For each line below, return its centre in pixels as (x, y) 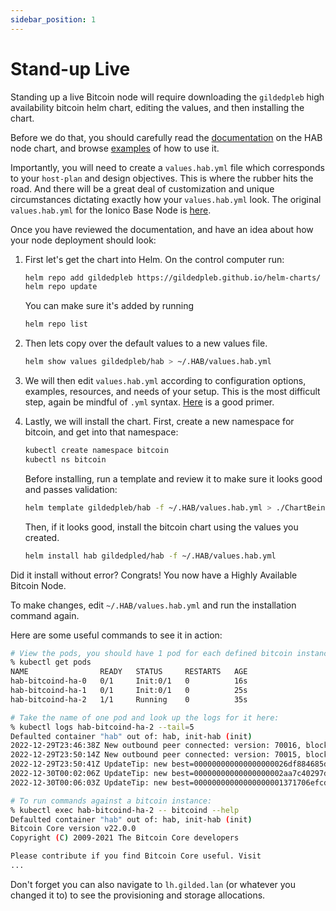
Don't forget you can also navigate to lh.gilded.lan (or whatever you (153, 884)
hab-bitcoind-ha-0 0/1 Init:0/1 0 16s (129, 681)
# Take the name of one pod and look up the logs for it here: (145, 717)
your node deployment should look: (83, 240)
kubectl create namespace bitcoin (96, 451)
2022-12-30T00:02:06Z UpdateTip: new (89, 774)
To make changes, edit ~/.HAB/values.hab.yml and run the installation (153, 605)
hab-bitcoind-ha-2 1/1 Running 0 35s (129, 699)
